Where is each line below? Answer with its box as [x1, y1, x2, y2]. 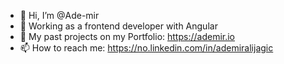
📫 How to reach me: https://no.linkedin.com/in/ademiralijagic [19, 42, 274, 54]
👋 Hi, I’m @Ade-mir [19, 10, 100, 21]
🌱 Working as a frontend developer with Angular [19, 20, 218, 32]
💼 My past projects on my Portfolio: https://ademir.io [19, 31, 236, 42]
